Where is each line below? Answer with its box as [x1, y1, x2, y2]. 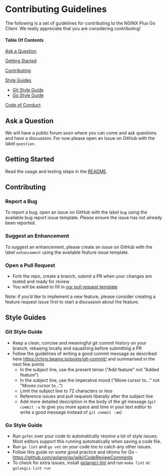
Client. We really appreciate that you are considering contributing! [5, 25, 141, 31]
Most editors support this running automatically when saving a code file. [12, 438, 161, 444]
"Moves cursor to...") [19, 382, 63, 388]
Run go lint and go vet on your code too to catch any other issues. [12, 444, 152, 450]
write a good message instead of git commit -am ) [19, 409, 122, 415]
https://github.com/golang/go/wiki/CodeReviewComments [12, 454, 133, 460]
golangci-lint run [12, 466, 51, 471]
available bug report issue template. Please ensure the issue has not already [5, 215, 162, 221]
